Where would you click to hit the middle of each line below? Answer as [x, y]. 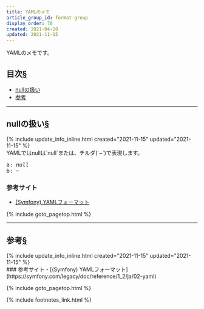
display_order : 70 [29, 23]
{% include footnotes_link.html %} [49, 300]
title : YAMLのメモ [28, 12]
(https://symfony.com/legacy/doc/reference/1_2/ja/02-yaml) [81, 276]
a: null [18, 165]
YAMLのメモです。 [29, 53]
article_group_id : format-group [47, 18]
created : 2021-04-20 [32, 29]
